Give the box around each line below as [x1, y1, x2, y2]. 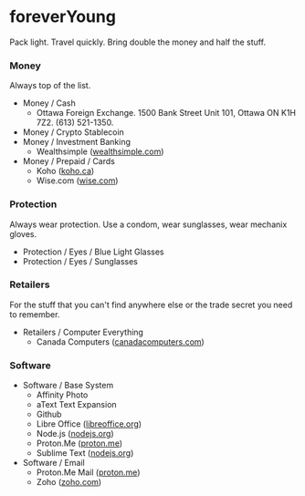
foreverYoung [9, 6, 117, 27]
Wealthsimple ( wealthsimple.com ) [36, 146, 164, 157]
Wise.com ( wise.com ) [36, 175, 119, 186]
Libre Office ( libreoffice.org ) [36, 418, 142, 429]
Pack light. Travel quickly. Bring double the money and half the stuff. [9, 36, 267, 47]
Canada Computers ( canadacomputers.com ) [36, 336, 205, 347]
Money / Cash [22, 98, 76, 108]
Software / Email [22, 458, 85, 469]
